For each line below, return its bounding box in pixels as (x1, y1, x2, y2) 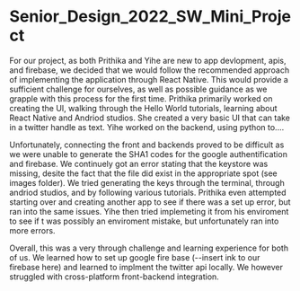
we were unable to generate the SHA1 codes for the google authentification (9, 148, 287, 159)
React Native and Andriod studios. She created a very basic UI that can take (9, 112, 290, 123)
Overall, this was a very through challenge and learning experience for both (9, 242, 289, 253)
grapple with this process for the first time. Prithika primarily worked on (9, 93, 273, 104)
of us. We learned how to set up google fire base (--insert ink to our (9, 251, 260, 262)
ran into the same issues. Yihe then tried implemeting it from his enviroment (9, 206, 289, 216)
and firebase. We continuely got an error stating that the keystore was (9, 158, 269, 169)
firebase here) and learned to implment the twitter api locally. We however (9, 261, 283, 272)
